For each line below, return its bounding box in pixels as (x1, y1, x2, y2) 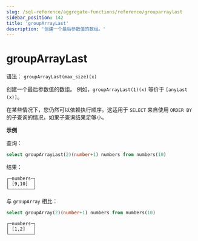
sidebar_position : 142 (6, 15, 64, 21)
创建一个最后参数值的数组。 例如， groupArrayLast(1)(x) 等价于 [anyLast (6, 86, 188, 93)
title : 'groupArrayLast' (6, 20, 69, 26)
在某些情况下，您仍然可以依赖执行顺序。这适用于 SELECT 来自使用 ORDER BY (6, 106, 193, 114)
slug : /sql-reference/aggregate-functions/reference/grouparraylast (6, 8, 183, 15)
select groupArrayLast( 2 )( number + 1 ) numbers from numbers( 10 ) (6, 152, 167, 158)
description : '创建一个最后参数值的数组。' (6, 25, 106, 32)
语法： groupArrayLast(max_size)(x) (6, 73, 97, 80)
